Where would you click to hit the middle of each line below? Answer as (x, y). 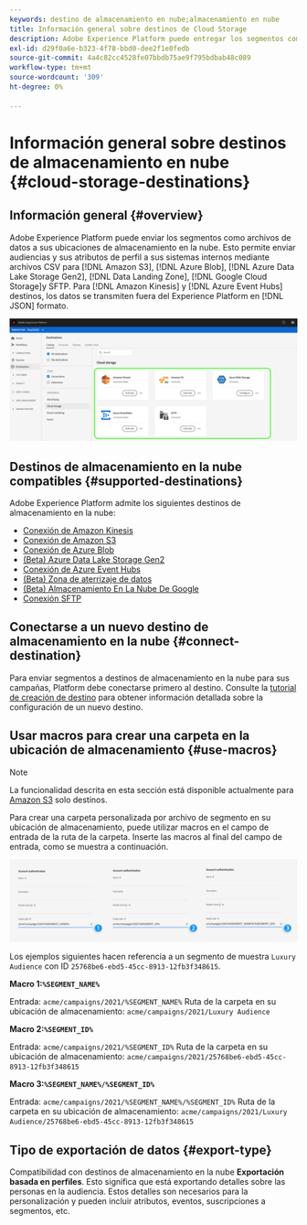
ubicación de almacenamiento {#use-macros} (143, 750)
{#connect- (206, 642)
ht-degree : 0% (37, 87)
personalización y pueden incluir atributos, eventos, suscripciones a (138, 1201)
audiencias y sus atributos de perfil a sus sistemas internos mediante (139, 257)
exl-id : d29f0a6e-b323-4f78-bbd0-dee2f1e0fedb (100, 48)
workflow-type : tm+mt (51, 68)
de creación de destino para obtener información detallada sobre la (136, 697)
